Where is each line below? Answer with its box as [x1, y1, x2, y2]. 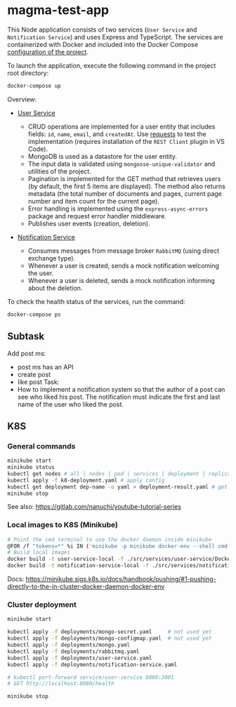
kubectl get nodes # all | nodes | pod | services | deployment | [7, 470, 206, 477]
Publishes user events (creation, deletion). [27, 219, 150, 227]
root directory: [7, 69, 49, 77]
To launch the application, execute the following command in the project [7, 61, 216, 70]
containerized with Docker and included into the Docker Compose [7, 40, 199, 48]
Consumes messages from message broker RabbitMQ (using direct [27, 246, 220, 255]
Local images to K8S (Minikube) [7, 520, 118, 530]
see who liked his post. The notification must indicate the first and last [17, 392, 221, 401]
